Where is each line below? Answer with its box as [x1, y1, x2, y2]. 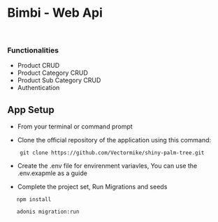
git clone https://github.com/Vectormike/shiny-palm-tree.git [20, 149, 205, 156]
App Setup [7, 103, 54, 116]
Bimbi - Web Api [7, 5, 103, 21]
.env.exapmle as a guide [17, 169, 87, 177]
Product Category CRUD [17, 68, 89, 77]
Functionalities [7, 45, 59, 55]
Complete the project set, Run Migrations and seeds [17, 183, 168, 191]
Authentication [17, 84, 60, 92]
